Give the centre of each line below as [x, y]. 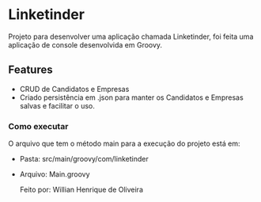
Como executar [38, 126]
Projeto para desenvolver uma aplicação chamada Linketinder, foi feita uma [131, 36]
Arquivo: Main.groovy [55, 174]
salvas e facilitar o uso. [57, 105]
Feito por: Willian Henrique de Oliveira [81, 190]
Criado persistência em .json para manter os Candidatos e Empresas [131, 97]
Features [30, 70]
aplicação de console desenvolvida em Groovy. [85, 44]
